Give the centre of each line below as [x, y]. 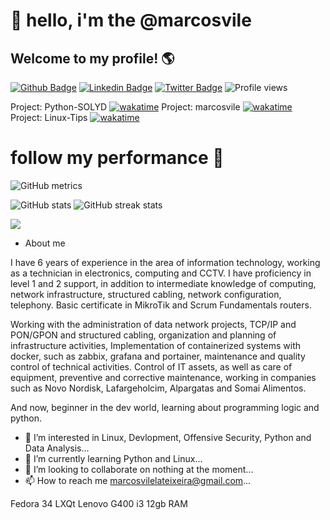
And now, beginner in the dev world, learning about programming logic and [165, 407]
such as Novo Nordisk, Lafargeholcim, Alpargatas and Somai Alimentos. [158, 388]
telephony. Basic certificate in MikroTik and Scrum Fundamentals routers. [161, 305]
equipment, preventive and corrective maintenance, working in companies [163, 377]
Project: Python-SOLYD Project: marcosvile [125, 107]
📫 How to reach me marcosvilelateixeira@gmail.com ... [138, 480]
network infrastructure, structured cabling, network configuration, [146, 294]
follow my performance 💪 [117, 158]
